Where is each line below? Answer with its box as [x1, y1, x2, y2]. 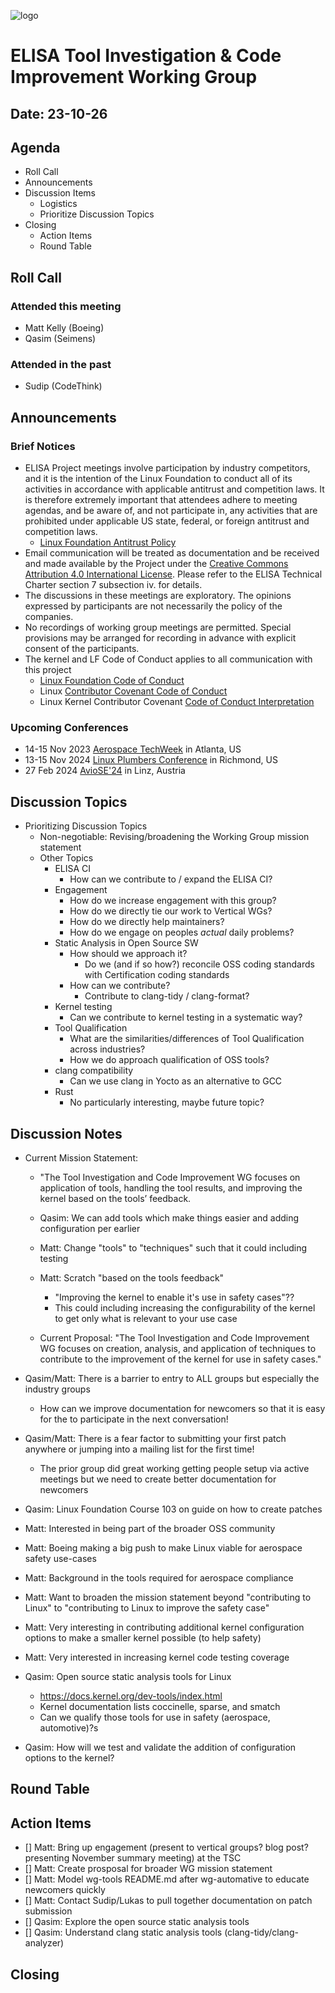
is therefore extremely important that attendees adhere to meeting [24, 494, 298, 506]
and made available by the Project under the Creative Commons [24, 558, 289, 570]
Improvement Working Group [10, 66, 258, 89]
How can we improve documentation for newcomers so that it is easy [39, 1402, 326, 1414]
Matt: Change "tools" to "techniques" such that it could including [39, 1241, 307, 1254]
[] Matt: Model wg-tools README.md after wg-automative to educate [24, 1873, 310, 1885]
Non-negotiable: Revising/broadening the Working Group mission [39, 831, 310, 843]
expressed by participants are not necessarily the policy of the [24, 600, 283, 612]
